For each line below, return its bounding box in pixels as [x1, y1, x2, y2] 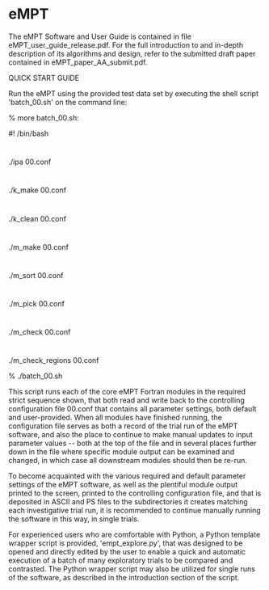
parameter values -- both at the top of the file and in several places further [8, 438, 257, 449]
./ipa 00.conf [8, 157, 52, 166]
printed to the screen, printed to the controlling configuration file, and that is [8, 488, 262, 498]
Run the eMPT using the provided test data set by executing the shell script [8, 88, 259, 98]
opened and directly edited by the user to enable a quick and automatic [8, 547, 246, 557]
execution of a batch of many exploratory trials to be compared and [8, 555, 233, 566]
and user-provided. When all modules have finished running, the [8, 413, 222, 423]
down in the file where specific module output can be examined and [8, 447, 235, 457]
